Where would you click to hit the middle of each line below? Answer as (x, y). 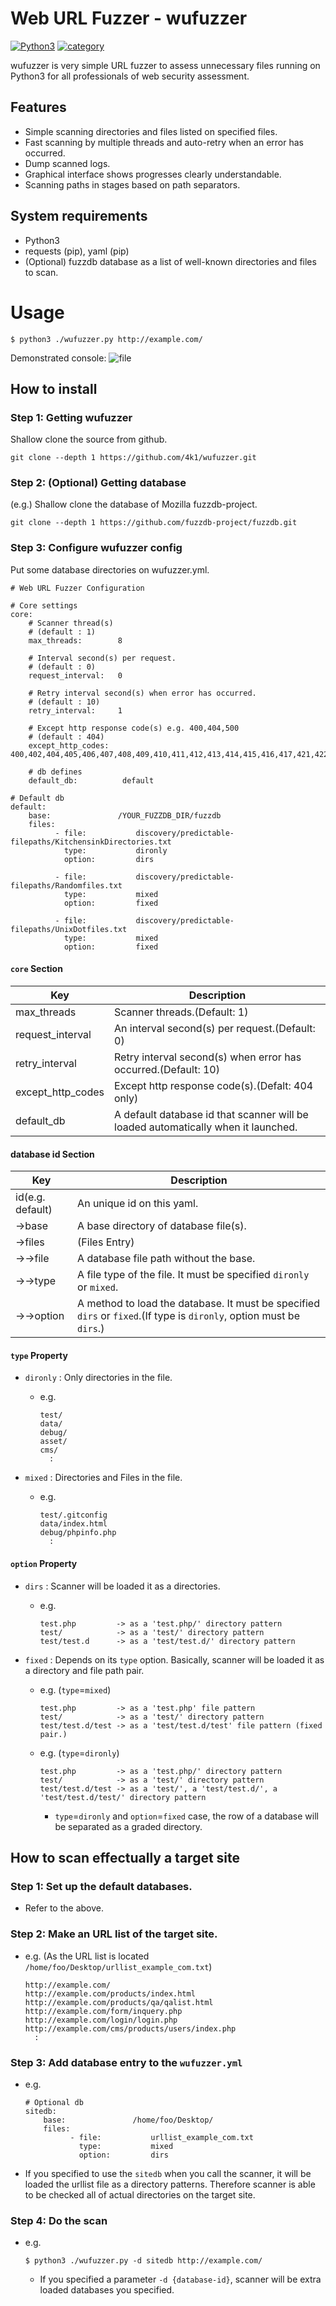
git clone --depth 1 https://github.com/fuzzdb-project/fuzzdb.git (154, 523)
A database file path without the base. (166, 1259)
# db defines (55, 772)
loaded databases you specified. (107, 2290)
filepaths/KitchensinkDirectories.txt (91, 842)
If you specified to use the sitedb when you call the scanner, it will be (168, 2173)
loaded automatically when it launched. (206, 1127)
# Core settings (44, 605)
